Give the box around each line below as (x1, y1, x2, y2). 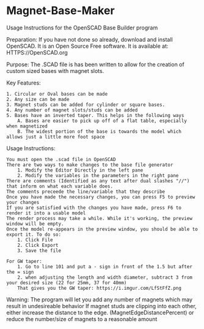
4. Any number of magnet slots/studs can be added (6, 107, 138, 113)
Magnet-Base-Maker (6, 4, 115, 18)
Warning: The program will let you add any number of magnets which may (6, 295, 193, 303)
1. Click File (17, 236, 53, 243)
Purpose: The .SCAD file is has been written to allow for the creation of (6, 61, 184, 68)
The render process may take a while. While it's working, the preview (6, 215, 192, 221)
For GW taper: (6, 258, 43, 264)
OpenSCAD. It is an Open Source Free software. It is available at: (6, 42, 169, 50)
